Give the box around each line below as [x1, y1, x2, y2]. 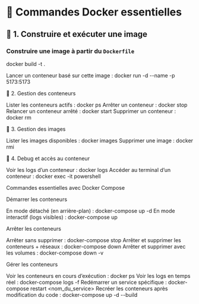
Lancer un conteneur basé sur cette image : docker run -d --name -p [6, 71, 175, 79]
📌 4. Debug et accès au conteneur [6, 155, 90, 162]
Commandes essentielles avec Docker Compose [6, 184, 125, 191]
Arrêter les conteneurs [6, 225, 61, 232]
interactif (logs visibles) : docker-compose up [6, 214, 118, 221]
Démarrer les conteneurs [6, 196, 67, 203]
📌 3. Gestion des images [6, 125, 66, 133]
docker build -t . [6, 60, 46, 67]
